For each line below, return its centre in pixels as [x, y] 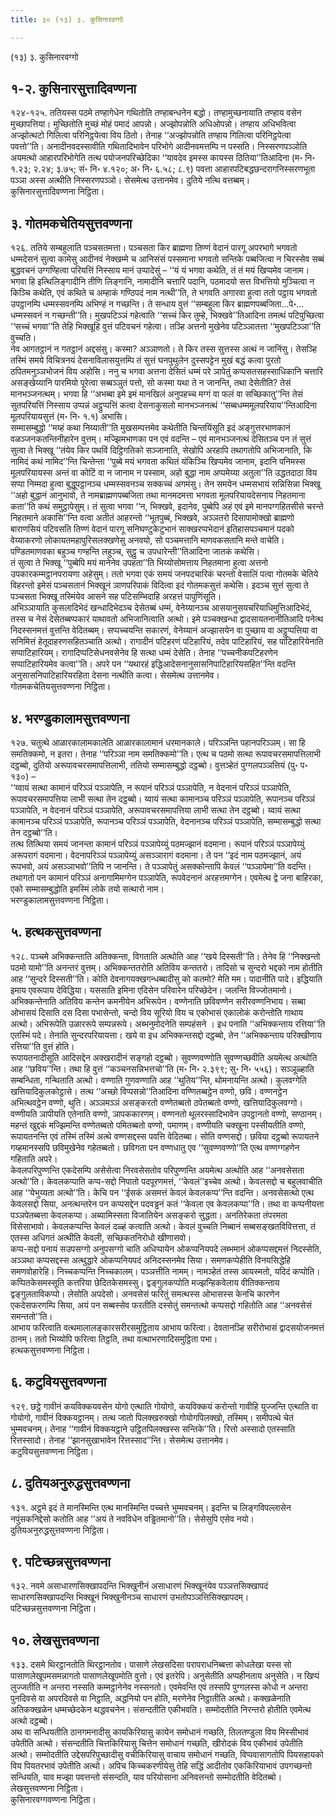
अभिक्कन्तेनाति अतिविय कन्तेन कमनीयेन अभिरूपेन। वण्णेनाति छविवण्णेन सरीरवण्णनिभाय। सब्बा [158, 1001]
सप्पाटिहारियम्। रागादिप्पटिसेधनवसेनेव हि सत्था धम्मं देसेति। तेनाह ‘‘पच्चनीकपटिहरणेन [144, 653]
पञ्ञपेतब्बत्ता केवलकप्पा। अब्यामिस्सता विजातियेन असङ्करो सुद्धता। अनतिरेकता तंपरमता [149, 1215]
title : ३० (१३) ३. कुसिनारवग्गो [67, 19]
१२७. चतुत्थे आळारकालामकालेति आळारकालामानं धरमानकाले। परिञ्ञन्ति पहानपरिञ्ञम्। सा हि [158, 743]
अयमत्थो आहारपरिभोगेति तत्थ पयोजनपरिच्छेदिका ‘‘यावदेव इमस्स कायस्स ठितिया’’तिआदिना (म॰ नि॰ [163, 158]
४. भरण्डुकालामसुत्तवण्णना [70, 718]
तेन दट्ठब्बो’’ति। [34, 833]
